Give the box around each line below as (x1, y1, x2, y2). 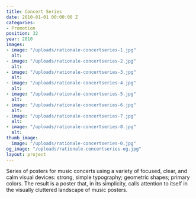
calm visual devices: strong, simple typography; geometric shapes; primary (6, 174, 190, 181)
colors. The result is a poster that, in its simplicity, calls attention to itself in (6, 180, 188, 187)
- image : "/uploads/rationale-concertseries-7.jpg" (6, 113, 136, 119)
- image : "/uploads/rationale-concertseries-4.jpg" (6, 80, 136, 86)
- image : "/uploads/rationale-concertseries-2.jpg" (6, 58, 136, 64)
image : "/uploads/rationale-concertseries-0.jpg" (11, 140, 136, 146)
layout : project (6, 151, 46, 157)
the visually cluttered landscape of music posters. (6, 187, 128, 194)
